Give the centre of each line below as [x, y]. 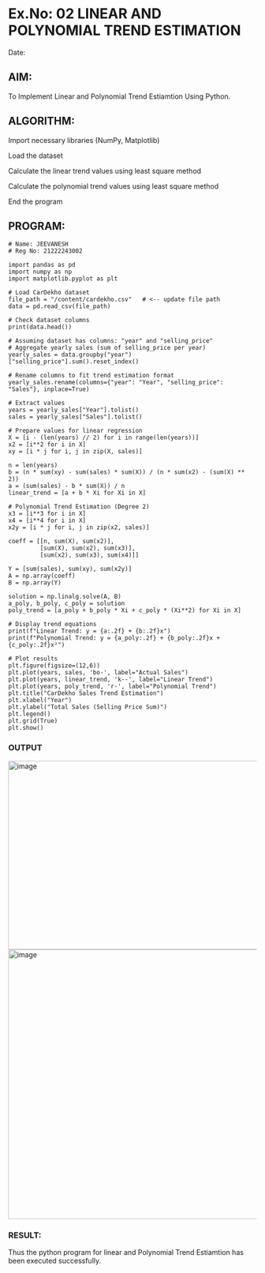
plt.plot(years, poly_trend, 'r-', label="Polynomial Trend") [112, 687]
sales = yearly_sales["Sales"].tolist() [76, 417]
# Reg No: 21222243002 [45, 251]
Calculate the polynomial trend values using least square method [114, 186]
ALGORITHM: [41, 121]
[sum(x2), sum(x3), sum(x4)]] [90, 555]
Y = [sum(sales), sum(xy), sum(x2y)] [70, 569]
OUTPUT [25, 748]
